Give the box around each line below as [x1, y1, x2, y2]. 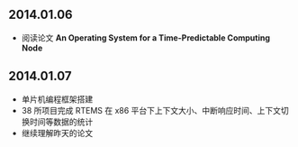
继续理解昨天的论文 [21, 127, 94, 138]
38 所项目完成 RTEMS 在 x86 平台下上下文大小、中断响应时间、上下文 [21, 105, 281, 115]
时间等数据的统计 [29, 116, 94, 127]
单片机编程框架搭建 [21, 94, 94, 105]
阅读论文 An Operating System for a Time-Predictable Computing [21, 32, 271, 43]
